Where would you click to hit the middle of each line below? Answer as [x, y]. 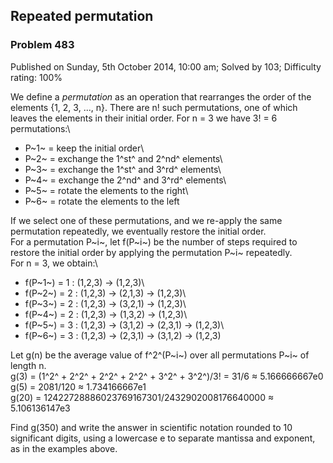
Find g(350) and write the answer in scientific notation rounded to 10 [151, 427]
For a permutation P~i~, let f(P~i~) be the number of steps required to [154, 241]
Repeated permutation [82, 16]
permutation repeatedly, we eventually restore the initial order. [138, 231]
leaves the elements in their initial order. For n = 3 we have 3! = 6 [144, 118]
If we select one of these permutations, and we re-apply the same [146, 220]
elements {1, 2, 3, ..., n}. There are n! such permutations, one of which [154, 107]
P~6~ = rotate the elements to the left [102, 201]
